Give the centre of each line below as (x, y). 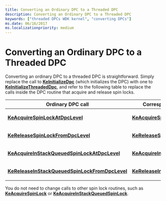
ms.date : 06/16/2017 (26, 23)
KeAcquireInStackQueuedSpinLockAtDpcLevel (64, 153)
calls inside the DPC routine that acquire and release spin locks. (70, 92)
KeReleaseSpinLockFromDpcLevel (49, 135)
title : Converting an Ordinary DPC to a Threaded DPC (62, 10)
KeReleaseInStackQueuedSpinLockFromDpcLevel (67, 171)
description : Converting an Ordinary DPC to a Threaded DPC (68, 14)
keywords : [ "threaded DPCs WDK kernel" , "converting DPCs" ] (68, 19)
